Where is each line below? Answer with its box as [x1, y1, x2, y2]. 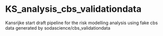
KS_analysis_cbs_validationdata [5, 3, 142, 15]
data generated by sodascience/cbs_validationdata [5, 25, 110, 31]
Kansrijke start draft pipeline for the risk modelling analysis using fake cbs [5, 20, 158, 26]
